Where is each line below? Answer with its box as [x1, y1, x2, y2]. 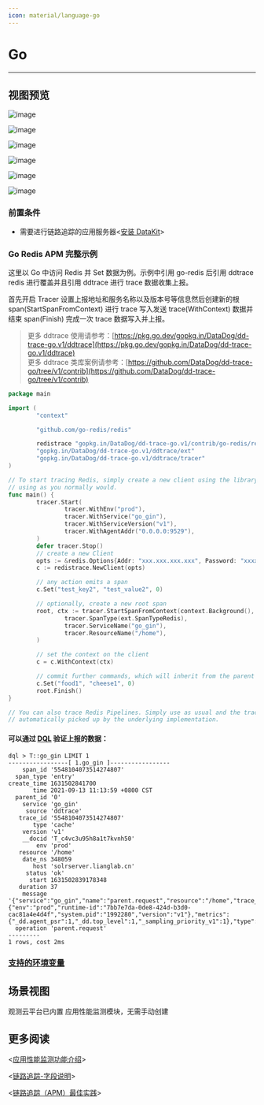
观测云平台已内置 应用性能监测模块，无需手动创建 [8, 1006, 169, 1017]
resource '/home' [18, 848, 76, 856]
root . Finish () [36, 686, 82, 694]
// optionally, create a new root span [36, 600, 167, 608]
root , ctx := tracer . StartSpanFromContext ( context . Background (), [36, 607, 255, 615]
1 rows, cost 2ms [8, 938, 65, 946]
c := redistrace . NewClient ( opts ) [36, 564, 146, 572]
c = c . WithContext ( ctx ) [36, 658, 114, 666]
